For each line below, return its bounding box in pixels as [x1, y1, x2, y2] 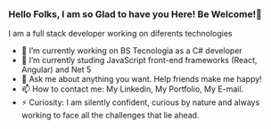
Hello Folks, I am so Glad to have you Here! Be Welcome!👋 [8, 8, 262, 20]
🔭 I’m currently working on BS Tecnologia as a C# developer [21, 45, 242, 56]
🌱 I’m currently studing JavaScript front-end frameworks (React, [21, 55, 258, 66]
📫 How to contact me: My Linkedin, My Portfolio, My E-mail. [21, 84, 244, 94]
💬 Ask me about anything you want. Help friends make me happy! [21, 74, 262, 85]
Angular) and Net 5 [21, 64, 92, 75]
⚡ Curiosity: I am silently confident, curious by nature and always [21, 97, 260, 108]
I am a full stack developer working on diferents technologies [8, 28, 233, 39]
